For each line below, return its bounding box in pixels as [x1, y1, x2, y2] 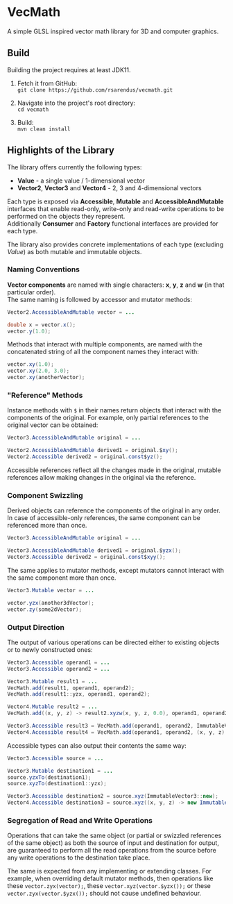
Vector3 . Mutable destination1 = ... [7, 767, 113, 774]
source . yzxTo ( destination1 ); [7, 773, 92, 781]
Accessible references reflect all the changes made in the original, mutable [7, 466, 221, 474]
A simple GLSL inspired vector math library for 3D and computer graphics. [7, 27, 219, 35]
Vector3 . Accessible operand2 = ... [7, 665, 110, 672]
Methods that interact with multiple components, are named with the [7, 340, 202, 349]
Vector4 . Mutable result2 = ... [7, 703, 98, 710]
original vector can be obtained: [7, 421, 98, 429]
